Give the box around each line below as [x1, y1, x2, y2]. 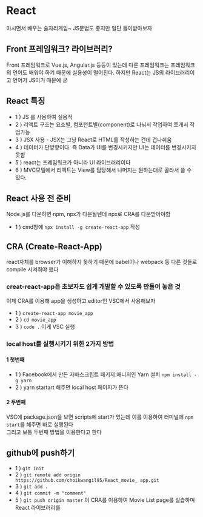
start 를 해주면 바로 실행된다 [6, 421, 74, 428]
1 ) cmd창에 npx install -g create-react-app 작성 [15, 223, 141, 231]
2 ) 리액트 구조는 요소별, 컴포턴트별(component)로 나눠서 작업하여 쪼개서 [15, 121, 189, 128]
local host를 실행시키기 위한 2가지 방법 [6, 340, 114, 348]
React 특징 [6, 96, 45, 106]
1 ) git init [15, 464, 44, 471]
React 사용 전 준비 [6, 193, 72, 203]
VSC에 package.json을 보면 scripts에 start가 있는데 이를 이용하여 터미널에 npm [6, 413, 194, 421]
